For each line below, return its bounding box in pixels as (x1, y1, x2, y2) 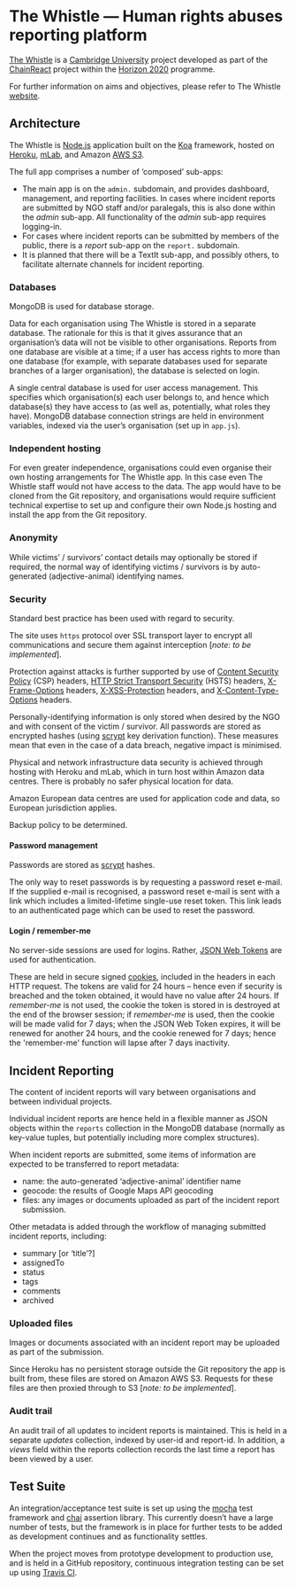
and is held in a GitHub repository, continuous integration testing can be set (9, 1558, 285, 1568)
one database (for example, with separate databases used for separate (9, 356, 268, 367)
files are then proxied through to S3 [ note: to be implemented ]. (9, 1383, 237, 1394)
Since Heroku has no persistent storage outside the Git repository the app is (9, 1363, 285, 1375)
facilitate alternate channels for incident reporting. (21, 259, 205, 270)
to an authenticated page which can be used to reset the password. (9, 905, 255, 916)
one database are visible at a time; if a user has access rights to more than (9, 347, 281, 357)
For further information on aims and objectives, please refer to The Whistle (9, 81, 281, 91)
